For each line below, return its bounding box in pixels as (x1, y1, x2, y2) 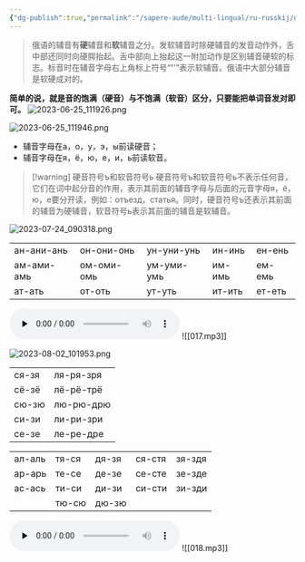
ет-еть (255, 285, 288, 297)
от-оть (79, 285, 111, 297)
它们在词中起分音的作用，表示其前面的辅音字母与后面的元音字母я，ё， (31, 182, 296, 193)
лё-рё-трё (54, 383, 103, 395)
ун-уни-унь (146, 244, 201, 257)
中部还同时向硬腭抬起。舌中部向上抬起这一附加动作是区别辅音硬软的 (31, 51, 287, 62)
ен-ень (255, 244, 289, 257)
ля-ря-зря (54, 368, 103, 381)
